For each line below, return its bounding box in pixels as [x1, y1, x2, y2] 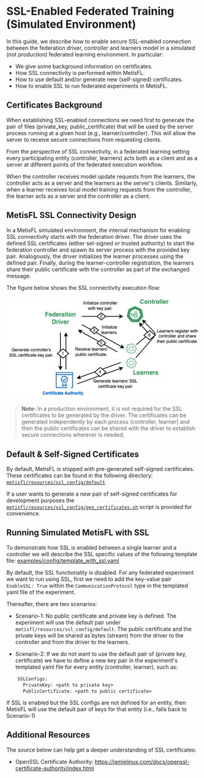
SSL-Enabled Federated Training [6, 4, 175, 18]
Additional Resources [6, 729, 90, 741]
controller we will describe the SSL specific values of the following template [6, 550, 198, 558]
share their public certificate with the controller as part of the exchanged [6, 265, 190, 273]
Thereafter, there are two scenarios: [6, 600, 97, 607]
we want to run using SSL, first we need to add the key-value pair [6, 575, 172, 583]
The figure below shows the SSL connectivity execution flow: [6, 284, 161, 291]
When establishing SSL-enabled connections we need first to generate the [6, 116, 195, 123]
